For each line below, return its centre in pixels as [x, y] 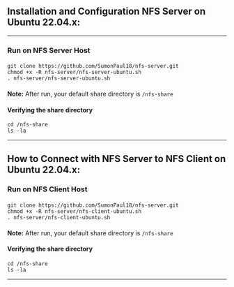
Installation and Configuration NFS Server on [107, 12]
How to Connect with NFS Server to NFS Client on [117, 159]
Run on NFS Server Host [49, 50]
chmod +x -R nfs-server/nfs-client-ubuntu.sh [74, 212]
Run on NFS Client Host [47, 189]
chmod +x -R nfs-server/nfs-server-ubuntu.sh [74, 73]
